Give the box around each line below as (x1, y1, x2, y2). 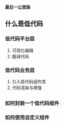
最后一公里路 (5, 4, 30, 10)
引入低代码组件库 (12, 78, 46, 84)
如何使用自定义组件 (5, 114, 50, 121)
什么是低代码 (5, 20, 43, 28)
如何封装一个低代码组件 (5, 100, 59, 107)
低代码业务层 (5, 67, 35, 74)
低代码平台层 (5, 35, 35, 42)
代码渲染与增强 (12, 84, 42, 91)
